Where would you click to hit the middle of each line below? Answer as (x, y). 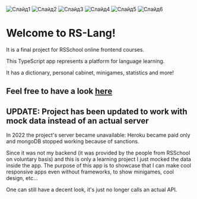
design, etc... (22, 178)
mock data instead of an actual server (78, 121)
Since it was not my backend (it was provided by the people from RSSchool (98, 153)
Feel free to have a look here (59, 91)
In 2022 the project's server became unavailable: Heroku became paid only (99, 135)
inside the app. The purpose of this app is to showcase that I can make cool (99, 166)
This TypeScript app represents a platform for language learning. (85, 61)
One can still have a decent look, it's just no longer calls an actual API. (92, 189)
